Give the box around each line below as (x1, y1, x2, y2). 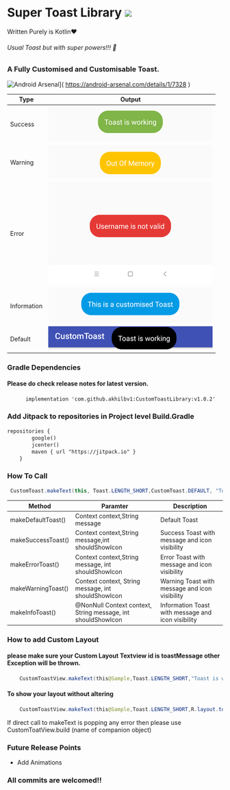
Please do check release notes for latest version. (7, 379, 149, 388)
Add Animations (16, 758, 63, 766)
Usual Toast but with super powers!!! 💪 (7, 43, 117, 51)
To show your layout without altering (7, 690, 114, 698)
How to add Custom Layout (7, 634, 99, 644)
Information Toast (159, 601, 210, 610)
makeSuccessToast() (10, 536, 70, 544)
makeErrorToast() (10, 560, 60, 568)
